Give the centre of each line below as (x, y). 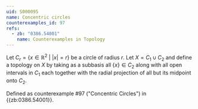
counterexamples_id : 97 (36, 23)
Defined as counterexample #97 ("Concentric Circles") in (76, 94)
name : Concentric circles (38, 17)
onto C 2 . (16, 81)
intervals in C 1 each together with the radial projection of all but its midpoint (99, 74)
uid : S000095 (22, 12)
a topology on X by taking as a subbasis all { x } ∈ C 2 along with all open (94, 66)
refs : (13, 28)
